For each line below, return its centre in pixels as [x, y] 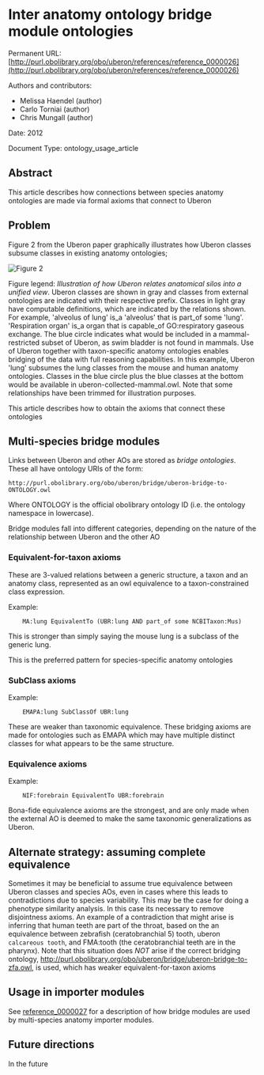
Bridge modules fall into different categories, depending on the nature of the [132, 528]
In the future [28, 1064]
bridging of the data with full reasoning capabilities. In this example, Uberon [132, 359]
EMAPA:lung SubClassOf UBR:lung [75, 712]
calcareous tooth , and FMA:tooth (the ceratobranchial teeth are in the [122, 942]
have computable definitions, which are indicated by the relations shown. [127, 308]
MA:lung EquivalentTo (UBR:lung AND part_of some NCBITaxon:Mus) [132, 621]
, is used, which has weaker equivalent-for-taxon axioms [123, 967]
